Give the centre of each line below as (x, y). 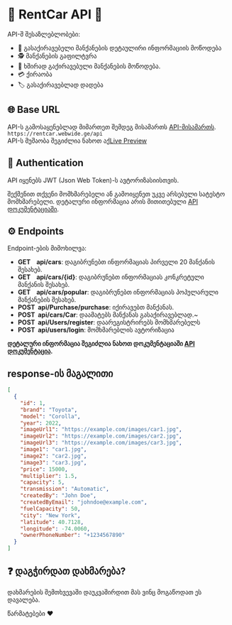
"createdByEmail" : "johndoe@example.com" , (84, 502)
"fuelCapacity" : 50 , (50, 509)
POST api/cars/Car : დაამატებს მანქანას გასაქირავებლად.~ (108, 315)
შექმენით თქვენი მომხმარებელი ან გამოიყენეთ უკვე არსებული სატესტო (116, 194)
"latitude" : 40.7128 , (52, 522)
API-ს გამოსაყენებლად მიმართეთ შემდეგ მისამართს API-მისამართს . (112, 126)
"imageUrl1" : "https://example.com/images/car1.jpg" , (101, 430)
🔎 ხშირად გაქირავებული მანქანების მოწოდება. (89, 66)
